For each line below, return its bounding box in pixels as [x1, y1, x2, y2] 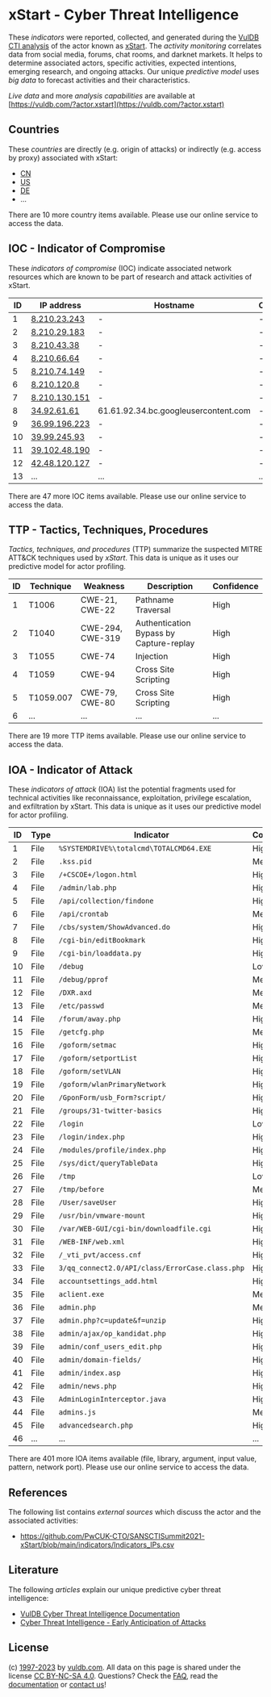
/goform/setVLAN [58, 1067, 121, 1076]
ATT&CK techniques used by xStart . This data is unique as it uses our [8, 553, 240, 562]
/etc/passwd [58, 1001, 105, 1010]
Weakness [83, 581, 125, 592]
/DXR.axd [58, 989, 93, 997]
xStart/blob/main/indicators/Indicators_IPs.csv [19, 1540, 175, 1549]
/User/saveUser [58, 1198, 117, 1207]
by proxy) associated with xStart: [8, 153, 119, 162]
